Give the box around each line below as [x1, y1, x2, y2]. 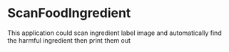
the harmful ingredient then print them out [7, 36, 131, 44]
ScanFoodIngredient [7, 5, 131, 21]
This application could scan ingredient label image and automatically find [7, 28, 223, 37]
